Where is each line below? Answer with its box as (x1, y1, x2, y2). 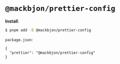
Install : (5, 18, 20, 24)
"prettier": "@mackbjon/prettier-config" (9, 50, 96, 55)
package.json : (5, 36, 33, 43)
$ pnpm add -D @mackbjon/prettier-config (5, 27, 91, 33)
